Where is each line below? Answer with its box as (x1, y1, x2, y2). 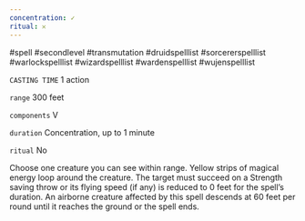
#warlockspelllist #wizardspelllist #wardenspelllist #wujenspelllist (9, 56, 256, 67)
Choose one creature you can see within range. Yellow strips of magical (9, 162, 280, 173)
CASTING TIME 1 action (9, 74, 89, 85)
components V (9, 109, 59, 120)
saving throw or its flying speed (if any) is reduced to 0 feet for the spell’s (9, 181, 285, 192)
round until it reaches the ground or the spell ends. (9, 201, 200, 212)
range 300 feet (9, 92, 65, 103)
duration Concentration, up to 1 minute (9, 126, 155, 137)
